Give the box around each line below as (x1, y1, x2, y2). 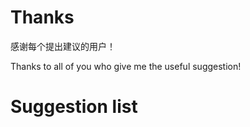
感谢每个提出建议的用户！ (10, 40, 116, 52)
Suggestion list (10, 96, 138, 118)
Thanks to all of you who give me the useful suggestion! (10, 60, 242, 72)
